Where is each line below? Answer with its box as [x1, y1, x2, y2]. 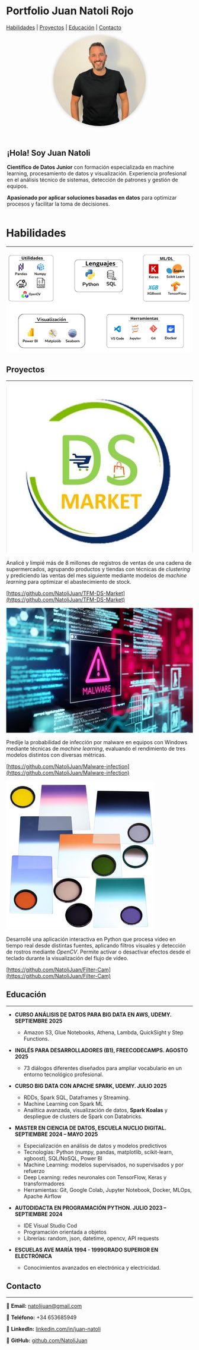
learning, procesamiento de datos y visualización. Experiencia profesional [7, 170, 187, 177]
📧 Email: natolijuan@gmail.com [6, 1302, 82, 1310]
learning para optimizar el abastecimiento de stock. [6, 578, 131, 586]
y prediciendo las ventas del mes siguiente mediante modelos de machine [6, 572, 187, 579]
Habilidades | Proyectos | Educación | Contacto [6, 24, 121, 31]
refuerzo [23, 1167, 45, 1175]
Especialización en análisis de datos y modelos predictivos [23, 1142, 167, 1149]
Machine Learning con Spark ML [23, 1100, 104, 1107]
